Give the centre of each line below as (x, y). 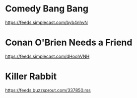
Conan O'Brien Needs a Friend (69, 43)
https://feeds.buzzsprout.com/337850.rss (48, 90)
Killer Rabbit (31, 76)
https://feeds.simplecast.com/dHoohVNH (47, 56)
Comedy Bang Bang (47, 9)
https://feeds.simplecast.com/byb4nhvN (47, 22)
